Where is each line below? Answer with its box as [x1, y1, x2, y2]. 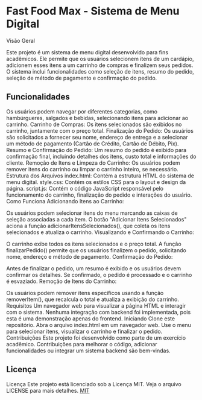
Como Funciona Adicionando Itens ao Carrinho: [6, 197, 124, 205]
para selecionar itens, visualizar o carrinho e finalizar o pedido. [6, 328, 163, 335]
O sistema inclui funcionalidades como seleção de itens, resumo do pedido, [6, 68, 194, 75]
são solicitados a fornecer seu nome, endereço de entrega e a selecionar [6, 133, 188, 141]
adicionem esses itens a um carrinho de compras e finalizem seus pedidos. [6, 62, 194, 69]
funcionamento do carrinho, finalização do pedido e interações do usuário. [6, 191, 192, 198]
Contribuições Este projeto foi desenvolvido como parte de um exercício [6, 334, 186, 341]
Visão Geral [6, 37, 35, 44]
